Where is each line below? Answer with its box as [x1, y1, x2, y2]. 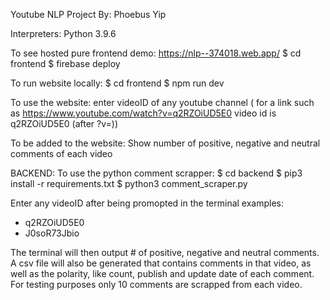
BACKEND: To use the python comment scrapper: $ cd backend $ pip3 [10, 167, 303, 179]
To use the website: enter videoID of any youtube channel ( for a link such [10, 97, 315, 108]
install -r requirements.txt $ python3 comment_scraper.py [10, 178, 248, 189]
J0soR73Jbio [24, 227, 80, 239]
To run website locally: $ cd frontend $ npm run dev [10, 77, 225, 89]
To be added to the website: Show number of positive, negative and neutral [10, 137, 321, 149]
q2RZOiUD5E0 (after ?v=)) [10, 118, 118, 129]
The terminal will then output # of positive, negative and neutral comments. [10, 247, 320, 258]
